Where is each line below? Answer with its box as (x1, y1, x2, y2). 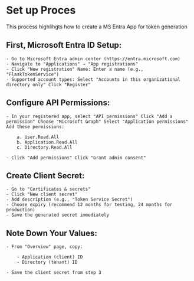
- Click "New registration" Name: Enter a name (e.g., (6, 66, 144, 72)
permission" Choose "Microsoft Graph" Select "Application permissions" (6, 119, 189, 125)
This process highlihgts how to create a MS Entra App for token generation (6, 23, 188, 30)
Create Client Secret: (6, 171, 85, 181)
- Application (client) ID (17, 254, 83, 260)
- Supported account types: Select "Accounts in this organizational (6, 76, 181, 83)
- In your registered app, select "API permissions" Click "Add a (6, 113, 173, 119)
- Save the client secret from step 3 (6, 270, 101, 276)
